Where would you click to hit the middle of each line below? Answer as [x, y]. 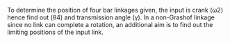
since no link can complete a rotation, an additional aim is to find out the [110, 25]
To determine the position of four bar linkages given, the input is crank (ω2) [115, 10]
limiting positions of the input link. [56, 32]
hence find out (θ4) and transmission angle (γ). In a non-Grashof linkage [111, 17]
